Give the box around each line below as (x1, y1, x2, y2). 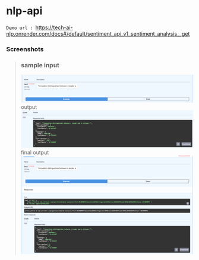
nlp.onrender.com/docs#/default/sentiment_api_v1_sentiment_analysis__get (6, 30, 190, 37)
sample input (20, 61, 59, 69)
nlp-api (6, 4, 43, 18)
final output (20, 149, 49, 156)
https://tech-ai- (35, 24, 73, 31)
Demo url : (6, 25, 33, 31)
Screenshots (6, 45, 44, 53)
